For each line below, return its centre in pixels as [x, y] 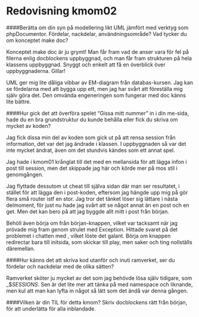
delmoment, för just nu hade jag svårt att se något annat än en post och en [98, 205]
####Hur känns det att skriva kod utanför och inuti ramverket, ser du [91, 260]
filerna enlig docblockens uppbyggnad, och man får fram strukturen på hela [99, 58]
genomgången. [25, 174]
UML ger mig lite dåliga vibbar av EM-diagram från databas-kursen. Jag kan [100, 83]
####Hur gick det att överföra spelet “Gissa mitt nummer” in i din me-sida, [98, 113]
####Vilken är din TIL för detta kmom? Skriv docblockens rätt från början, [97, 302]
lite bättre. [19, 101]
